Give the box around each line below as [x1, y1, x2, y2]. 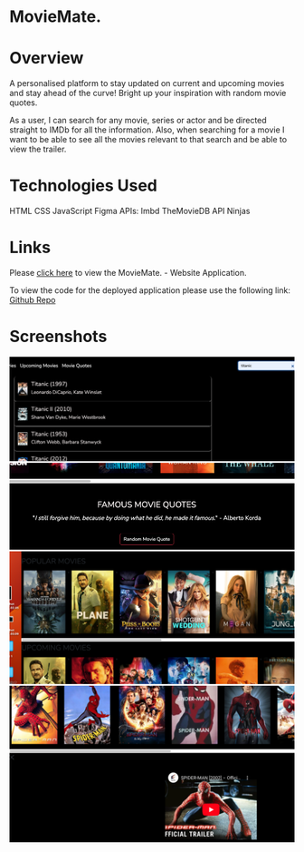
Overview [9, 48, 84, 69]
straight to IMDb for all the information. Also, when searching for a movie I [9, 124, 285, 135]
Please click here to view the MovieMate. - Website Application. [9, 268, 247, 278]
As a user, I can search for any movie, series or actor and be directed [9, 115, 267, 126]
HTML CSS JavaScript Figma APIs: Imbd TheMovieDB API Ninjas [9, 206, 251, 217]
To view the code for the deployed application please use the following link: [9, 285, 291, 296]
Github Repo [9, 295, 56, 305]
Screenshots [9, 327, 108, 347]
